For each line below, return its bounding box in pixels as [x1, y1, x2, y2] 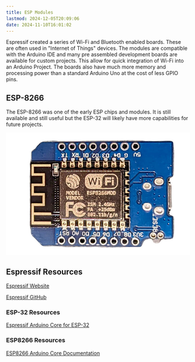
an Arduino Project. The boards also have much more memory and [6, 63, 166, 70]
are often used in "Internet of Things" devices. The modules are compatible [6, 45, 188, 52]
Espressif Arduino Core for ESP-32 [6, 322, 89, 329]
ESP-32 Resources [6, 308, 60, 316]
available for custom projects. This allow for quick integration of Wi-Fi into [6, 57, 184, 64]
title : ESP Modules [6, 9, 54, 15]
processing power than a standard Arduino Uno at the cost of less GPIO [6, 70, 179, 77]
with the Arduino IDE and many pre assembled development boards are [6, 51, 178, 58]
